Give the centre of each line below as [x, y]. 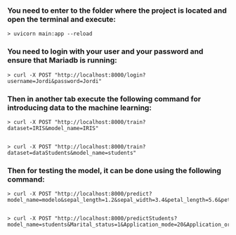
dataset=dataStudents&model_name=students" [72, 153]
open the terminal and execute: [61, 19]
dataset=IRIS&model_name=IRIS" [53, 128]
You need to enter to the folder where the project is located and [117, 11]
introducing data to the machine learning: [80, 108]
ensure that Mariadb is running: [62, 61]
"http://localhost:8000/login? [100, 75]
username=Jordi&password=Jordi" [54, 81]
